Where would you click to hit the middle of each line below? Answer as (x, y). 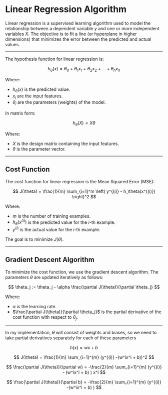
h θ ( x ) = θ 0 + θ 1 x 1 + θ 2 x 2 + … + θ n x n (84, 69)
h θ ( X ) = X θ (84, 123)
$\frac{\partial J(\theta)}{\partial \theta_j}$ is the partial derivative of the (87, 312)
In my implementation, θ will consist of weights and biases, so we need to (81, 333)
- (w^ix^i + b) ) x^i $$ (84, 372)
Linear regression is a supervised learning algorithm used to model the (78, 23)
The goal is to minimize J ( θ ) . (34, 239)
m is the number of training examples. (51, 216)
